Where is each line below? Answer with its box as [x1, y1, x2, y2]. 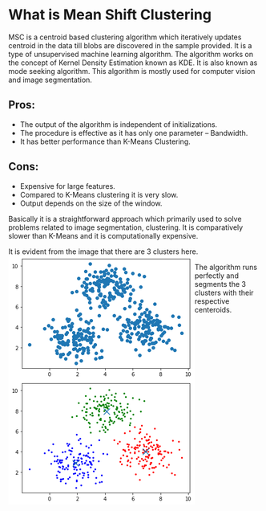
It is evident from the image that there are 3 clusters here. [8, 247, 199, 256]
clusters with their [195, 288, 254, 297]
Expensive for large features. [19, 181, 116, 190]
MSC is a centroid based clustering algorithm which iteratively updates [8, 32, 242, 42]
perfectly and [195, 271, 239, 280]
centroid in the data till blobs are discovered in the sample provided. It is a [8, 40, 252, 50]
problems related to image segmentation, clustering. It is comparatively [8, 223, 244, 232]
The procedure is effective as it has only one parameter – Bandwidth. [19, 128, 248, 137]
